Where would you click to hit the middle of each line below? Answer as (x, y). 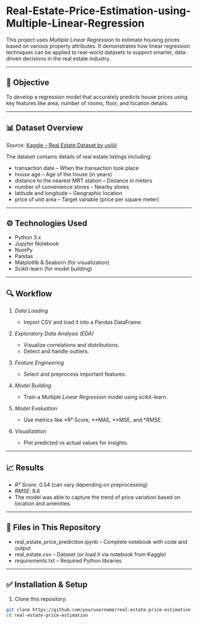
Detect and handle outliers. (56, 352)
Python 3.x (28, 238)
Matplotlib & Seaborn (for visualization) (62, 262)
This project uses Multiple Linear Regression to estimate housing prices (93, 40)
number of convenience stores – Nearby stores (72, 186)
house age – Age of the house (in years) (63, 174)
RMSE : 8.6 (27, 491)
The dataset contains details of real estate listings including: (79, 156)
